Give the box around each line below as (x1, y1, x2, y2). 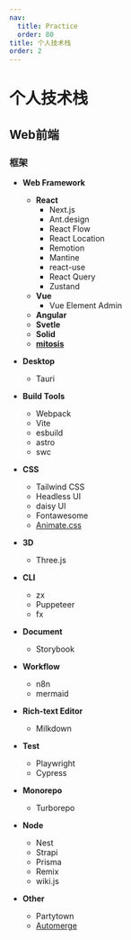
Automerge (35, 920, 78, 931)
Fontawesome (35, 510, 89, 521)
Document (22, 626, 63, 636)
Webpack (35, 408, 72, 419)
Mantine (48, 252, 80, 262)
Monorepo (22, 785, 63, 796)
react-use (48, 262, 86, 272)
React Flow (48, 224, 92, 234)
